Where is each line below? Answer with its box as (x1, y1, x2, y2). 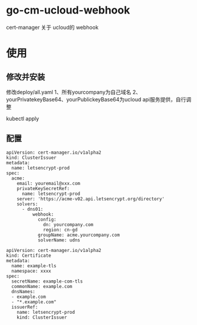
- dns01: (21, 206, 44, 212)
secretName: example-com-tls (11, 278, 83, 284)
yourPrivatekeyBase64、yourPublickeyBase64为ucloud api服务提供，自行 (6, 95, 186, 103)
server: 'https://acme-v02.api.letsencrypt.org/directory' (17, 195, 165, 202)
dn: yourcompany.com (43, 221, 94, 227)
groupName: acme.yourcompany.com (37, 232, 120, 238)
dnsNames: (11, 288, 35, 294)
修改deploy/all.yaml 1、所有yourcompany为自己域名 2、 (6, 88, 142, 95)
